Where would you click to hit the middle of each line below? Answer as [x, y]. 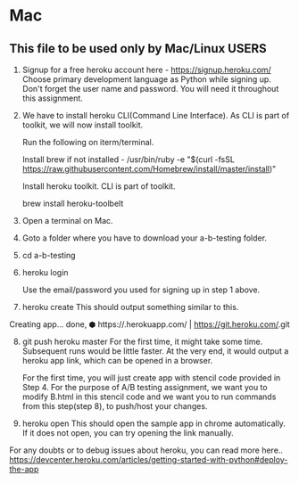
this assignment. [52, 98]
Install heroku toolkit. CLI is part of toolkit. [99, 186]
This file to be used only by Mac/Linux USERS [138, 49]
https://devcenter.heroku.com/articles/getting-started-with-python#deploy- [149, 459]
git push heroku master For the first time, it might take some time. [142, 341]
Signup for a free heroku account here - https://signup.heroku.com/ [147, 70]
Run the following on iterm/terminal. [88, 142]
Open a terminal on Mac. [67, 221]
